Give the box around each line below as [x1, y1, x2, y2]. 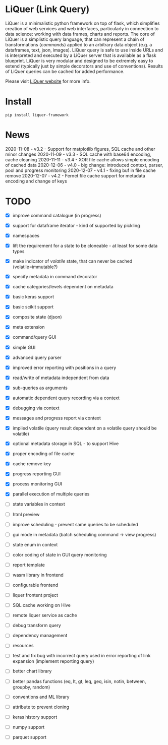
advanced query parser [12, 354, 62, 360]
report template [12, 562, 45, 568]
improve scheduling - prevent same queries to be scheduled [12, 521, 138, 527]
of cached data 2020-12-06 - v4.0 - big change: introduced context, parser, [5, 162, 163, 168]
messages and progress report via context [12, 415, 101, 421]
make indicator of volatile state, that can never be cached [12, 258, 133, 264]
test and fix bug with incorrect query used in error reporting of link [12, 653, 151, 659]
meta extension [12, 324, 45, 330]
